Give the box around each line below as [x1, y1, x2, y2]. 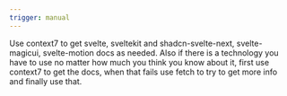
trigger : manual [9, 13, 70, 22]
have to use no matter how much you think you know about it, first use [9, 57, 270, 67]
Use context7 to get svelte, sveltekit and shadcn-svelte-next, [9, 38, 235, 48]
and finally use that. [9, 75, 83, 86]
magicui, [9, 47, 41, 58]
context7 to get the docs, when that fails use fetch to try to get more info [9, 66, 278, 77]
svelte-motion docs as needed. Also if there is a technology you [42, 47, 280, 58]
